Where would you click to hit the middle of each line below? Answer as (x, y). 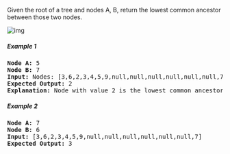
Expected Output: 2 (40, 84)
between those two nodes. (45, 17)
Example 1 (22, 46)
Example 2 (23, 106)
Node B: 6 (23, 130)
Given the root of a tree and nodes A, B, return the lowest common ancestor (114, 10)
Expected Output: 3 (40, 143)
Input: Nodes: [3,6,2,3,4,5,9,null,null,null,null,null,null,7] (117, 77)
